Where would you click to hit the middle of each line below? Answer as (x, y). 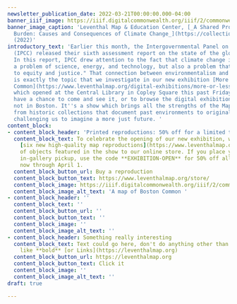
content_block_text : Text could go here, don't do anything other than (121, 244)
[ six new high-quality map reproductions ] (83, 146)
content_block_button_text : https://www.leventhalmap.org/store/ (112, 178)
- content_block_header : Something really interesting (90, 238)
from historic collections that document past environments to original (123, 112)
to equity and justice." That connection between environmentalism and (121, 73)
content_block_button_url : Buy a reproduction (83, 171)
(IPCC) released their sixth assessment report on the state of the (116, 54)
